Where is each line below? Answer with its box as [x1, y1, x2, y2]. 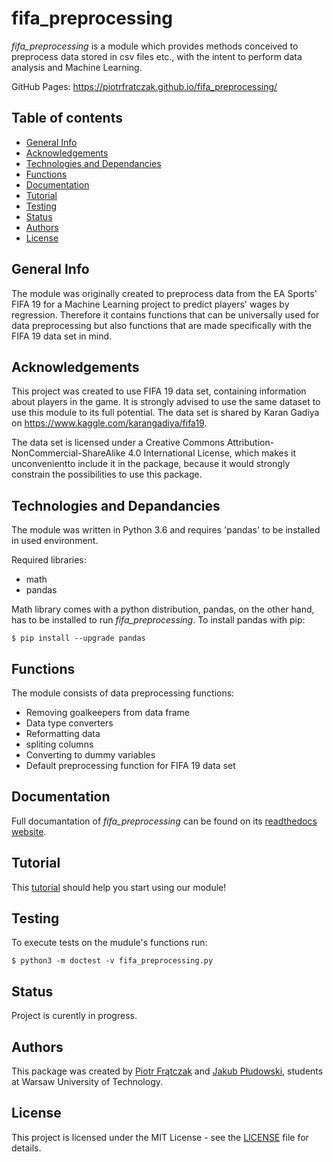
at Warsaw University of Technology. [11, 1076, 164, 1088]
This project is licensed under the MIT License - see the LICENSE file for [11, 1131, 309, 1143]
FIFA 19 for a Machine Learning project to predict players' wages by [11, 298, 290, 310]
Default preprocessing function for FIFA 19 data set [25, 760, 236, 771]
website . [11, 825, 47, 837]
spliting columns [25, 738, 94, 750]
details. [11, 1142, 42, 1154]
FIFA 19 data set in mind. [11, 330, 113, 342]
